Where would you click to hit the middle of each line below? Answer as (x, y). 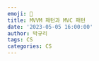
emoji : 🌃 (20, 14)
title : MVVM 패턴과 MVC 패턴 (47, 20)
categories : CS (30, 46)
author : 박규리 (28, 33)
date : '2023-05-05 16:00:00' (50, 27)
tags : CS (20, 40)
